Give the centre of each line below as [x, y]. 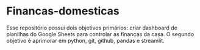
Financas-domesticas [63, 11]
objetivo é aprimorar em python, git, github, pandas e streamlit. [85, 40]
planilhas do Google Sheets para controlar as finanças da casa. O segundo [100, 34]
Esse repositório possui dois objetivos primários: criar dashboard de [92, 28]
